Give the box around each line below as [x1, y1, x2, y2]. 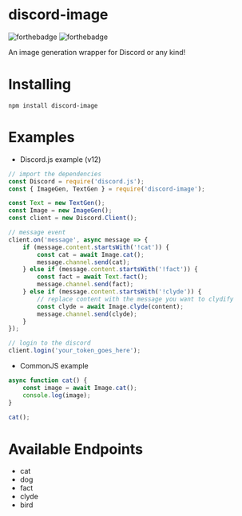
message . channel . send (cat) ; [37, 258, 130, 266]
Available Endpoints [8, 440, 144, 458]
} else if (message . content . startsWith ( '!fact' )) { [22, 266, 198, 274]
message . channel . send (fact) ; [37, 281, 134, 289]
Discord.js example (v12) [19, 154, 101, 164]
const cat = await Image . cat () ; [37, 250, 145, 258]
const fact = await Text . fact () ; [37, 273, 149, 281]
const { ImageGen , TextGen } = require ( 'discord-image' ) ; [8, 185, 205, 193]
